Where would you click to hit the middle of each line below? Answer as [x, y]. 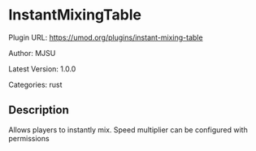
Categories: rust [35, 84]
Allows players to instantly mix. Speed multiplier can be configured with [128, 129]
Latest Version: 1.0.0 [42, 69]
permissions [29, 138]
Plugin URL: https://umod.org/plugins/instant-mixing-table [106, 37]
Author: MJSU [32, 53]
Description [39, 110]
